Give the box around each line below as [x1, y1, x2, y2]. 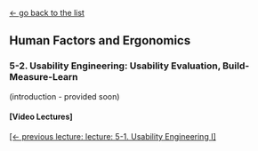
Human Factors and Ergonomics [9, 33, 191, 48]
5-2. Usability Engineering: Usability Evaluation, [9, 60, 221, 72]
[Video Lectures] [9, 111, 73, 123]
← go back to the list [9, 8, 85, 18]
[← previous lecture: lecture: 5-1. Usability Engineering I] [9, 131, 216, 141]
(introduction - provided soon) [9, 91, 120, 101]
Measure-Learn [9, 71, 78, 83]
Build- [222, 60, 250, 72]
